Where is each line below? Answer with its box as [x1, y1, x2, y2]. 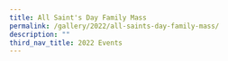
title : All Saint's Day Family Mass [9, 13, 147, 22]
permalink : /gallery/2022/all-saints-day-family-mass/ [9, 22, 220, 30]
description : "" [9, 30, 70, 39]
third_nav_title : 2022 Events [9, 38, 123, 48]
